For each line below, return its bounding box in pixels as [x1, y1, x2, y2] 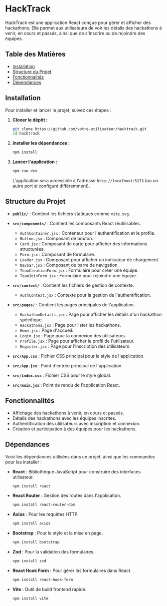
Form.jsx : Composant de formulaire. [19, 251, 96, 257]
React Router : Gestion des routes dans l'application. [12, 492, 121, 498]
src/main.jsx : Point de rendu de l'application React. [12, 382, 121, 388]
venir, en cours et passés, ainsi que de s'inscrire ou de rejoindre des [5, 30, 146, 36]
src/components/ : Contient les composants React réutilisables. [12, 220, 141, 226]
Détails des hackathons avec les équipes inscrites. [12, 415, 116, 421]
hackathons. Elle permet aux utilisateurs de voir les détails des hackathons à [5, 25, 162, 31]
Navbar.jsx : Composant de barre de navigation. [19, 262, 119, 268]
